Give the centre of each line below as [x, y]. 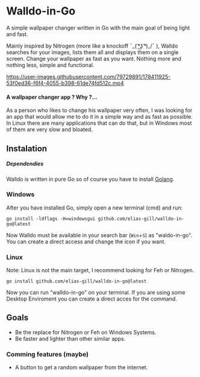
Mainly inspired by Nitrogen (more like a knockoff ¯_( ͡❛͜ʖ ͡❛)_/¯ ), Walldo [92, 46]
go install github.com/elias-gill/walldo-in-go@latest [77, 281]
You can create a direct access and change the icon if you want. [86, 241]
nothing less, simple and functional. [50, 65]
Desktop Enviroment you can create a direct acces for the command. [92, 299]
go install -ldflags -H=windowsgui [51, 219]
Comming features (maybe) [48, 354]
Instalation [27, 148]
